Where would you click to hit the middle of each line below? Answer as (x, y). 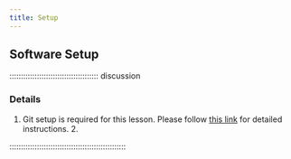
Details (25, 99)
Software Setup (54, 55)
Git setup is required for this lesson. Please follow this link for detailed (152, 119)
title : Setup (34, 18)
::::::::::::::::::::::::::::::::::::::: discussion (75, 76)
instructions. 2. (50, 128)
